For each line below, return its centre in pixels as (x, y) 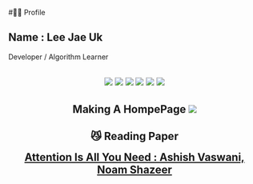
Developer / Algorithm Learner (58, 57)
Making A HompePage (129, 109)
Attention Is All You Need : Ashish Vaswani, (135, 157)
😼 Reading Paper (135, 136)
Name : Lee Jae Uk (56, 37)
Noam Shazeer (135, 169)
